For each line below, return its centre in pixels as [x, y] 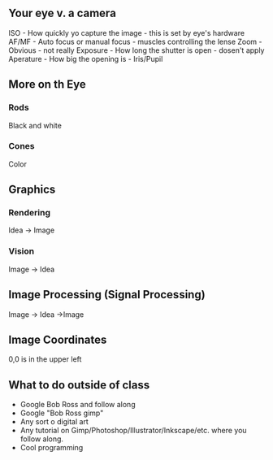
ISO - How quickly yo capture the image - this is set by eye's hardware [127, 33]
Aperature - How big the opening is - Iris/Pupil [86, 59]
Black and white [35, 125]
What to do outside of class [79, 385]
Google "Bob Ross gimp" [62, 413]
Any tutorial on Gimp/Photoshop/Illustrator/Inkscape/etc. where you [133, 431]
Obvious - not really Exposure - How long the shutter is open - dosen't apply [136, 50]
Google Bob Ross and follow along [78, 405]
